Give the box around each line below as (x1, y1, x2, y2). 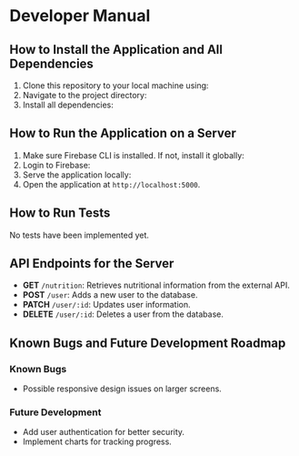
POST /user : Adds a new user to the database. (22, 289, 198, 300)
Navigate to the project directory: (22, 90, 147, 100)
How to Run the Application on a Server (9, 126, 236, 141)
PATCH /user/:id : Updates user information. (22, 299, 191, 310)
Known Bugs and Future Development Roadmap (9, 335, 286, 350)
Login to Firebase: (22, 159, 91, 170)
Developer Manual (9, 5, 151, 26)
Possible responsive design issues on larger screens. (22, 383, 223, 394)
